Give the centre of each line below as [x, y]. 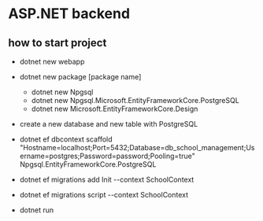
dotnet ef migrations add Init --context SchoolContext [107, 179]
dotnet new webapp [52, 61]
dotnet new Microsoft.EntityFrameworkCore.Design [115, 109]
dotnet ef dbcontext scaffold [66, 139]
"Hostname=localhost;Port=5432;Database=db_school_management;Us [137, 147]
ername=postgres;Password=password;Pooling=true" [107, 156]
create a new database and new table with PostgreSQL [109, 124]
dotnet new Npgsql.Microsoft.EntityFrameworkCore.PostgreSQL [135, 100]
